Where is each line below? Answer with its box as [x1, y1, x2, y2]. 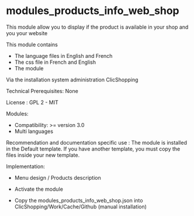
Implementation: [6, 163, 46, 170]
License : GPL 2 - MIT [6, 98, 58, 106]
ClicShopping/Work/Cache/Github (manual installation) [14, 203, 147, 210]
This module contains [6, 41, 58, 48]
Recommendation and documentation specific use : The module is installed [6, 139, 187, 146]
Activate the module [14, 186, 63, 193]
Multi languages [14, 128, 54, 135]
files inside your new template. [6, 151, 80, 159]
